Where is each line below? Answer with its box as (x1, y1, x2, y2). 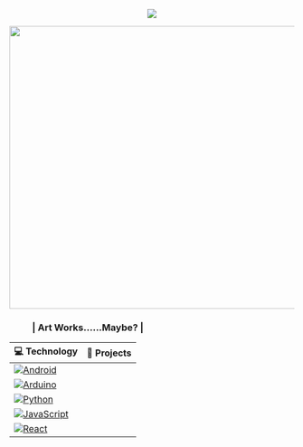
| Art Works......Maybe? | (32, 321, 145, 334)
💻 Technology (14, 345, 79, 357)
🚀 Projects (86, 347, 132, 359)
